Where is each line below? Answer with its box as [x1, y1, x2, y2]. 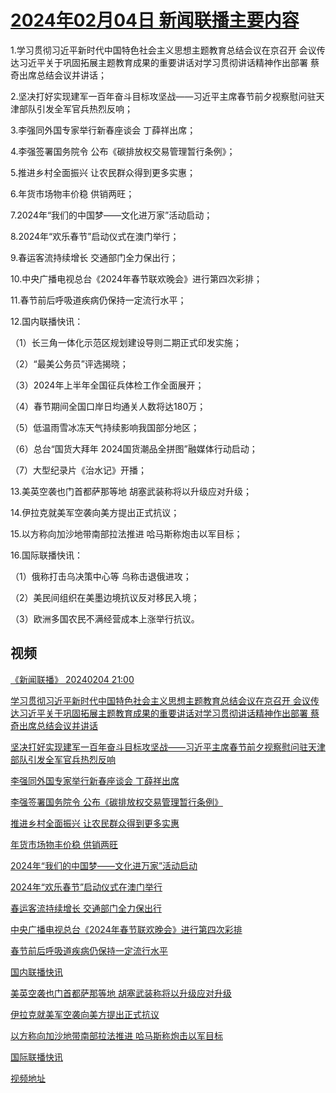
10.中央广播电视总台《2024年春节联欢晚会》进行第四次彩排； [10, 272, 263, 285]
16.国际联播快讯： [10, 549, 83, 561]
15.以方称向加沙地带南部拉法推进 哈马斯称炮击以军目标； [10, 527, 243, 540]
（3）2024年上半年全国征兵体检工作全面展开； [10, 379, 205, 391]
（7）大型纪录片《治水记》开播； [10, 464, 147, 476]
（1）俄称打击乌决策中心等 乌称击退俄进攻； [10, 570, 192, 582]
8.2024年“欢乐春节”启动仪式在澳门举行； [10, 230, 180, 242]
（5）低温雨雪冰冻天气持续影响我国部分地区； [10, 421, 200, 433]
